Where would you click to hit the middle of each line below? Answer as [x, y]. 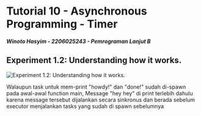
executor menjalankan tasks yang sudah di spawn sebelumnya [85, 106]
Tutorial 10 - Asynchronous [77, 11]
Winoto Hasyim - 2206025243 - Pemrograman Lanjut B [79, 41]
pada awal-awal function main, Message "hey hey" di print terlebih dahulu [100, 93]
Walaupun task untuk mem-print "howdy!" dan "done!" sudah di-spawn [96, 87]
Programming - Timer [62, 24]
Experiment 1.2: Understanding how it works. [94, 60]
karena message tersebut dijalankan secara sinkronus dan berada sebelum [101, 100]
